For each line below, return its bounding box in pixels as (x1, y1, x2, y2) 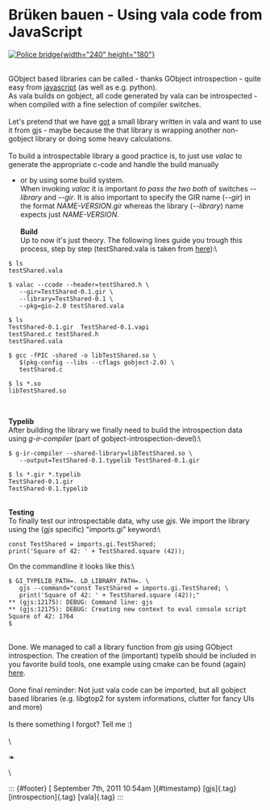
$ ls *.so (8, 380, 42, 388)
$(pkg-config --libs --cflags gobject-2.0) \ (19, 358, 175, 367)
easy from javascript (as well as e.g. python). (8, 82, 158, 92)
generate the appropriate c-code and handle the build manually (8, 159, 219, 169)
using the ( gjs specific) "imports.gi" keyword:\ (8, 524, 161, 534)
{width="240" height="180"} (60, 49, 156, 59)
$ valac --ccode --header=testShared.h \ (8, 280, 150, 288)
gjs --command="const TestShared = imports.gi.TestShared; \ (19, 584, 229, 592)
